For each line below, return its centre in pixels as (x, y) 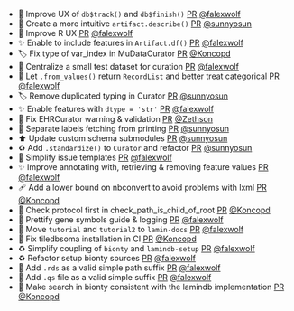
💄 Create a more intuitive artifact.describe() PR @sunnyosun (135, 24)
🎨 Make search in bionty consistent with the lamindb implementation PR (151, 287)
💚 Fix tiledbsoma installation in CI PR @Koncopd (107, 239)
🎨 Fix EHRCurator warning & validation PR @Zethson (115, 119)
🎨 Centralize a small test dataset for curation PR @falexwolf (128, 66)
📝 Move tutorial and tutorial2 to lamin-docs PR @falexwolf (131, 229)
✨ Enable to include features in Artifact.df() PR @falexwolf (130, 42)
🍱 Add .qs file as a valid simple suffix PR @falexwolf (115, 277)
